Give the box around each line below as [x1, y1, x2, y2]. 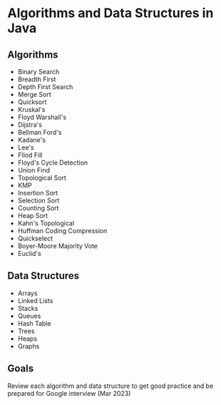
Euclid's [17, 250, 41, 257]
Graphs [17, 342, 40, 350]
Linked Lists [17, 296, 53, 304]
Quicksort [17, 98, 47, 106]
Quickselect [17, 234, 53, 242]
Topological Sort [17, 173, 66, 182]
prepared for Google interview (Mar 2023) [7, 389, 131, 397]
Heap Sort [17, 212, 48, 220]
